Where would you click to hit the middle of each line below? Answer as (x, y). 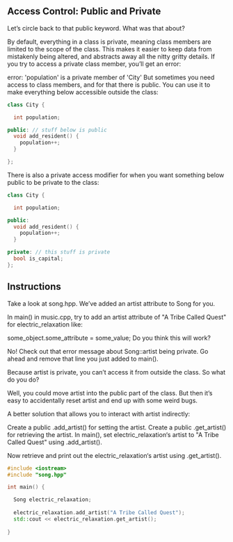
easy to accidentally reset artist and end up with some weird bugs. (103, 400)
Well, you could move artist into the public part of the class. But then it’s (110, 393)
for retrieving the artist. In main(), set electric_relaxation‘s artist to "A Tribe (113, 434)
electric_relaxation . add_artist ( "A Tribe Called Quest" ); (99, 513)
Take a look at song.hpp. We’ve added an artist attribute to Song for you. (111, 303)
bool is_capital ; (39, 259)
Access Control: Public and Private (84, 11)
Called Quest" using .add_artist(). (55, 442)
